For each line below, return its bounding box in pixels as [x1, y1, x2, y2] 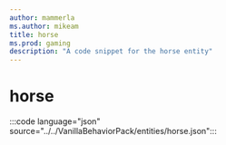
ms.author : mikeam [9, 22, 79, 31]
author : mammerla [9, 13, 75, 23]
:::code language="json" [9, 116, 101, 127]
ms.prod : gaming [9, 38, 71, 48]
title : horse [9, 30, 59, 39]
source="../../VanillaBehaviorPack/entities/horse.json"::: [9, 126, 218, 137]
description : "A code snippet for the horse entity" [9, 47, 213, 56]
